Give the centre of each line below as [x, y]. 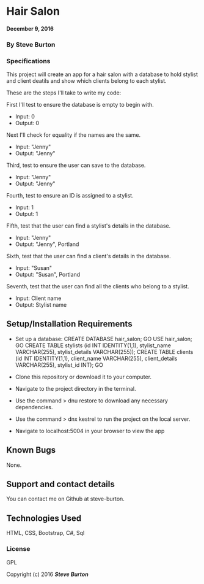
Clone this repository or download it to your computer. [83, 377]
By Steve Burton [31, 44]
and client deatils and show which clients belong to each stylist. [86, 81]
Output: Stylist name [41, 305]
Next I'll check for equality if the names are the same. [74, 135]
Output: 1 [27, 214]
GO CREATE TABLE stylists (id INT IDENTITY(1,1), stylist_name [93, 345]
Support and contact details [60, 484]
